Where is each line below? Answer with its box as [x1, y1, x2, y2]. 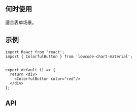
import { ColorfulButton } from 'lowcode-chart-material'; [5, 54, 133, 59]
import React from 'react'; [5, 49, 65, 54]
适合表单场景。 [5, 19, 37, 25]
